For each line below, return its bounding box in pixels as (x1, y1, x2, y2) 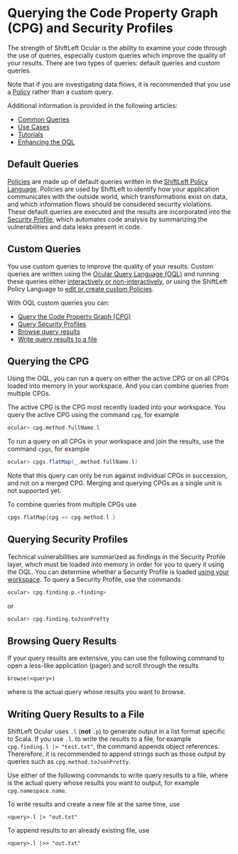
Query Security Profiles (17, 320, 87, 328)
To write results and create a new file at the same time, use (7, 800, 180, 809)
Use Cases (17, 122, 50, 131)
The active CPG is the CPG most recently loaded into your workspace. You (7, 403, 226, 411)
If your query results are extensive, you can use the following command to (7, 654, 225, 662)
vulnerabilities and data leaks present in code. (7, 222, 142, 231)
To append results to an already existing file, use (7, 826, 150, 835)
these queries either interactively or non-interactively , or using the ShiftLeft (7, 277, 227, 286)
